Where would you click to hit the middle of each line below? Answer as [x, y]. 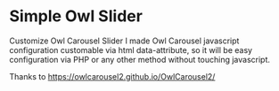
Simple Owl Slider [76, 16]
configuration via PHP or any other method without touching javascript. [139, 59]
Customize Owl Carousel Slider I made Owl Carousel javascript [124, 41]
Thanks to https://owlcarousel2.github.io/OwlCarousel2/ [112, 76]
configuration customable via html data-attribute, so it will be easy [131, 49]
